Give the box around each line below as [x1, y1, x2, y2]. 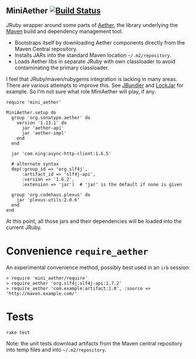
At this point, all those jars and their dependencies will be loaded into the [6, 217, 182, 224]
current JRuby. [6, 224, 42, 231]
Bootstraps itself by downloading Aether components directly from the [14, 39, 185, 46]
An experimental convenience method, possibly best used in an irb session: [6, 264, 191, 271]
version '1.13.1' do [16, 120, 67, 126]
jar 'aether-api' [21, 125, 65, 131]
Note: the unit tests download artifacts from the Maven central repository [6, 340, 183, 347]
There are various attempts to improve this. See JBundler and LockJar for [6, 82, 184, 89]
